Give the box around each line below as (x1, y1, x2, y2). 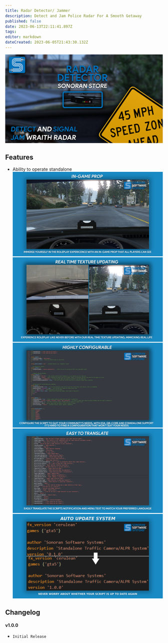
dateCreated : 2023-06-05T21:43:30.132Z (5, 40, 88, 45)
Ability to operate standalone (12, 166, 72, 172)
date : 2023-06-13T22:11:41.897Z (5, 24, 72, 29)
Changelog (5, 608, 40, 617)
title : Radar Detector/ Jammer (5, 8, 70, 13)
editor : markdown (5, 35, 41, 40)
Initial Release (12, 634, 46, 639)
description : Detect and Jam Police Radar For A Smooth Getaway (5, 13, 142, 19)
